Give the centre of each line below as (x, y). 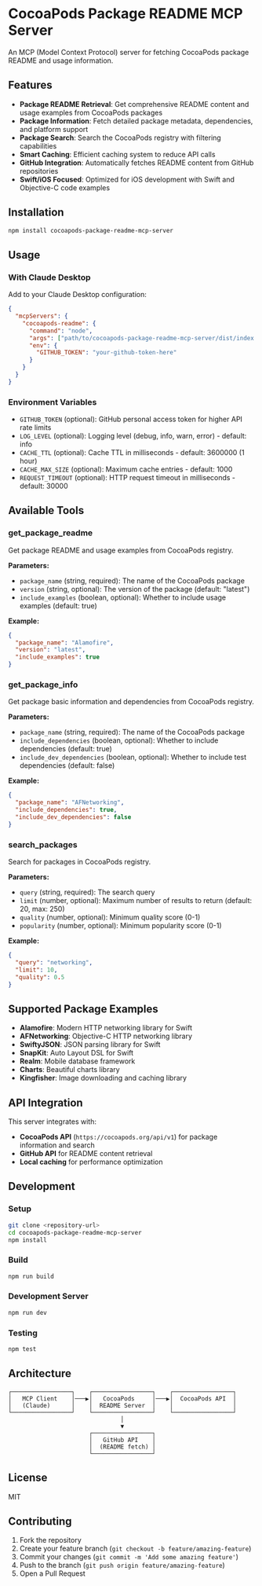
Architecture (40, 1373)
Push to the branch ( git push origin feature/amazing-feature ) (122, 1566)
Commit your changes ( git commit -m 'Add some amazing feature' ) (129, 1557)
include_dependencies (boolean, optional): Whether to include (119, 740)
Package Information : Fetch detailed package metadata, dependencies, (136, 121)
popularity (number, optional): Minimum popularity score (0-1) (120, 926)
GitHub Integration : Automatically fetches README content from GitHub (136, 163)
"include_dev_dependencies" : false (73, 817)
